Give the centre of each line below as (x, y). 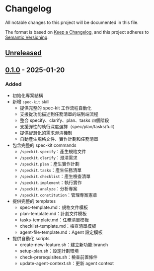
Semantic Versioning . (27, 37)
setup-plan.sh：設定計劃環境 (49, 251)
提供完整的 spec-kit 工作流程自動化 (56, 108)
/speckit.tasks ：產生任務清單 (51, 170)
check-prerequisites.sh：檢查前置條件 (59, 257)
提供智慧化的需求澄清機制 (46, 133)
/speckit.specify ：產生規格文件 (53, 152)
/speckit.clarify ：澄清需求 (49, 158)
